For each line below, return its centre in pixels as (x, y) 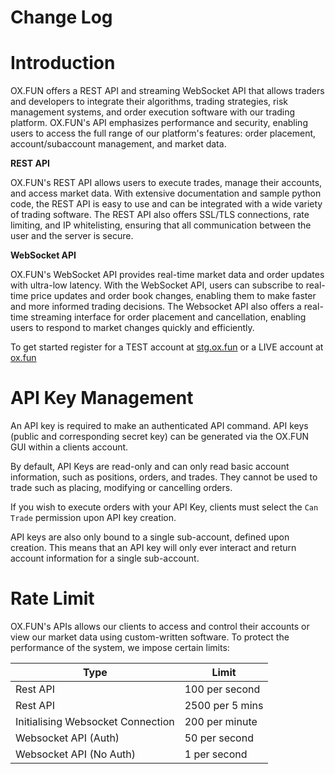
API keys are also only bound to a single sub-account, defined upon (150, 537)
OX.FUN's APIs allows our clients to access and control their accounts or (160, 626)
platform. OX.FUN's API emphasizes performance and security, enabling (159, 123)
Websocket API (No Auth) (76, 754)
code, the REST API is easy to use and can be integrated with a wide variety (166, 204)
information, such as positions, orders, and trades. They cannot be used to (164, 477)
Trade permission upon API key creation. (93, 518)
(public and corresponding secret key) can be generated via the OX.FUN (160, 437)
